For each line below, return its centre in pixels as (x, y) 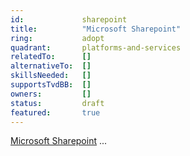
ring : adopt (57, 38)
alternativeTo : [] (51, 66)
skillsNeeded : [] (51, 76)
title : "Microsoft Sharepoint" (96, 29)
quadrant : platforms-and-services (96, 47)
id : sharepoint (69, 19)
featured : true (55, 112)
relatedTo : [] (51, 57)
